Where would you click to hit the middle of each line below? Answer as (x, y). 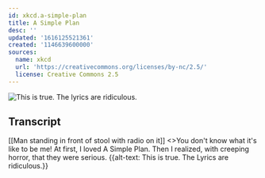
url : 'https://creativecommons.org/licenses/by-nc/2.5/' (111, 67)
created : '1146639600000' (51, 45)
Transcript (35, 122)
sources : (23, 52)
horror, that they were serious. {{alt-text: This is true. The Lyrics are (118, 157)
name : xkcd (33, 60)
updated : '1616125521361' (51, 38)
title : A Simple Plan (44, 23)
